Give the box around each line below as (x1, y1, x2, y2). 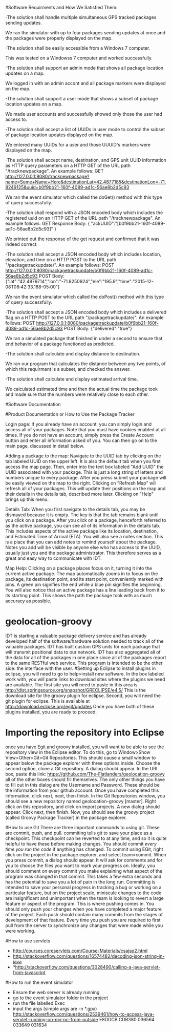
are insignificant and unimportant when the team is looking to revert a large (5, 895, 164, 901)
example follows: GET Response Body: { (5, 220, 90, 226)
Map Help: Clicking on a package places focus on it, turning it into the (5, 565, 153, 571)
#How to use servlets (5, 937, 50, 944)
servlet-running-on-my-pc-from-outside (12, 1016, 98, 1022)
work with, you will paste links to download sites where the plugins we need (5, 676, 165, 682)
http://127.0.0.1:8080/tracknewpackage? (5, 174, 90, 179)
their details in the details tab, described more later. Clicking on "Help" (5, 491, 154, 497)
